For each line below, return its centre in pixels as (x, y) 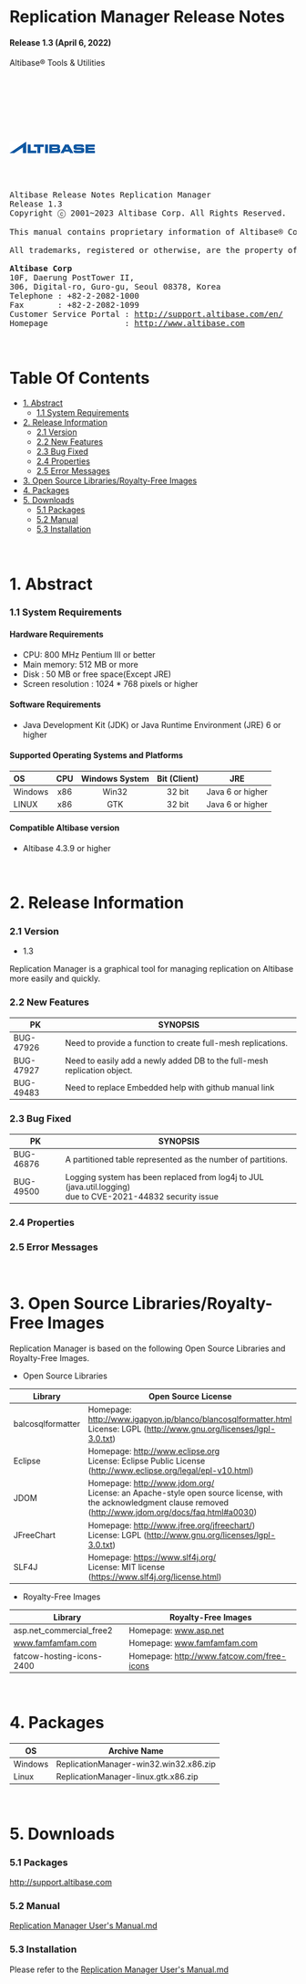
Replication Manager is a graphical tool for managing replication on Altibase (152, 969)
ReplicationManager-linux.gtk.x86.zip (127, 1777)
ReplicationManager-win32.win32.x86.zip (136, 1764)
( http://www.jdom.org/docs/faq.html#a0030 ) (173, 1513)
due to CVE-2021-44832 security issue (142, 1196)
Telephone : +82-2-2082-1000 (74, 296)
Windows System (115, 778)
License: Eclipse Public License (147, 1461)
